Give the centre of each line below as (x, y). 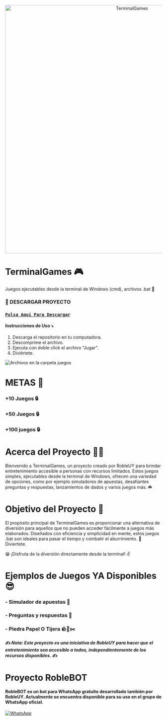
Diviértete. (23, 353)
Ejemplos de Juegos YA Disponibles (81, 576)
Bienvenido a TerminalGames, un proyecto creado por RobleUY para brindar (83, 466)
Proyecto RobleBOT (46, 678)
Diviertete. (16, 544)
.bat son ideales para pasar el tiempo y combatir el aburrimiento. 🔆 (73, 539)
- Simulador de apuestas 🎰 (38, 602)
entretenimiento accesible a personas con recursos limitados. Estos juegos (82, 471)
